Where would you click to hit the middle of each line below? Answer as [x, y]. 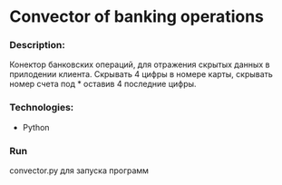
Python [36, 127]
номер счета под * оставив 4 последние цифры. [103, 84]
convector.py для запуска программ [79, 170]
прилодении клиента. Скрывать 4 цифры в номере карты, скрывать [141, 74]
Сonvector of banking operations [137, 17]
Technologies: [42, 108]
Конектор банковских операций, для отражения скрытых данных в [140, 64]
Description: [37, 45]
